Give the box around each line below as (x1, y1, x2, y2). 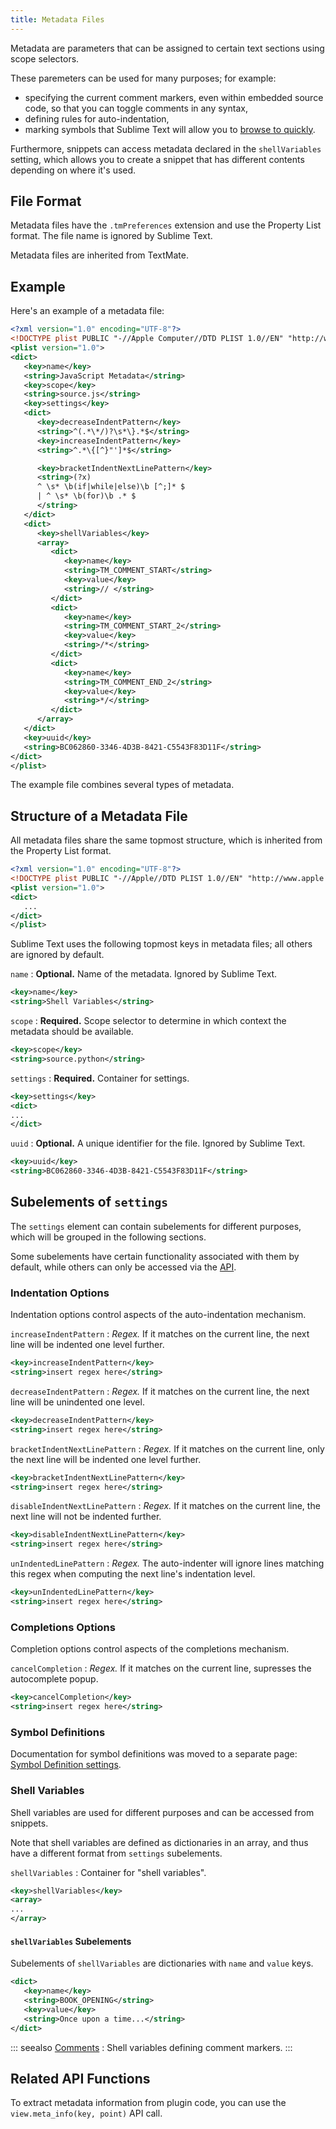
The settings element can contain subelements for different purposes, (10, 1220, 302, 1232)
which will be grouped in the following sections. (10, 1231, 207, 1243)
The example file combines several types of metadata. (10, 779, 235, 791)
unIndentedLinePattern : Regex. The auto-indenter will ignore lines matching (10, 1557, 325, 1570)
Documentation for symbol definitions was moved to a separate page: (10, 1748, 298, 1760)
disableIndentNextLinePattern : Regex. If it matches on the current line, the (10, 1500, 321, 1512)
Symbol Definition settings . (10, 1759, 122, 1771)
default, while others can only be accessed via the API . (10, 1261, 237, 1273)
